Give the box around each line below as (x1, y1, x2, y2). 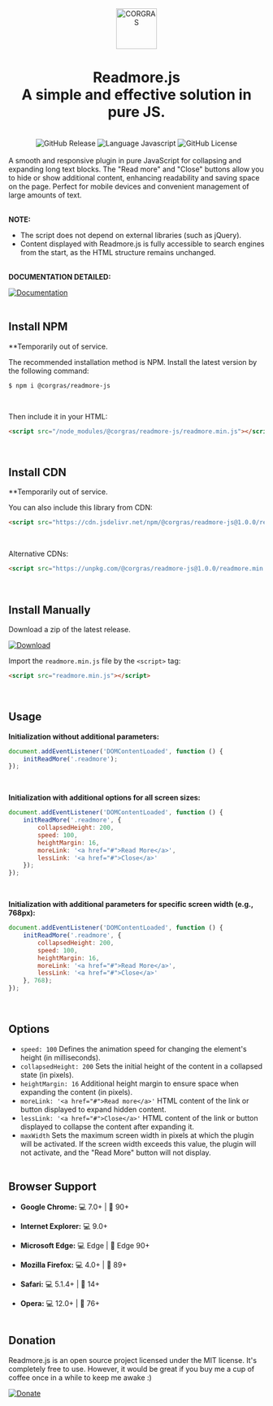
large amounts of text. (8, 190, 83, 200)
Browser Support (8, 1180, 97, 1194)
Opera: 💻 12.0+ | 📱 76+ (19, 1298, 100, 1308)
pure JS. (107, 103, 166, 121)
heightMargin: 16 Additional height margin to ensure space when (19, 1078, 240, 1088)
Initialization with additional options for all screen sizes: (8, 792, 201, 803)
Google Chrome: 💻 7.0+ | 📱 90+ (19, 1202, 130, 1212)
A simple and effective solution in (21, 85, 252, 104)
